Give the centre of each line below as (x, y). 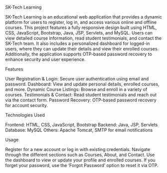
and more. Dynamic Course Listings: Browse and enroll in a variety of (76, 89)
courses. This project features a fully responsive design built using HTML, (81, 27)
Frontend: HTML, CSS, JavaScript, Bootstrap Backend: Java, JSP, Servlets (82, 125)
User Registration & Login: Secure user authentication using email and (77, 79)
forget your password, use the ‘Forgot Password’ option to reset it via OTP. (82, 165)
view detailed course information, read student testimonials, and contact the (83, 38)
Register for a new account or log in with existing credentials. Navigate (78, 149)
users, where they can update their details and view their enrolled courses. (82, 49)
